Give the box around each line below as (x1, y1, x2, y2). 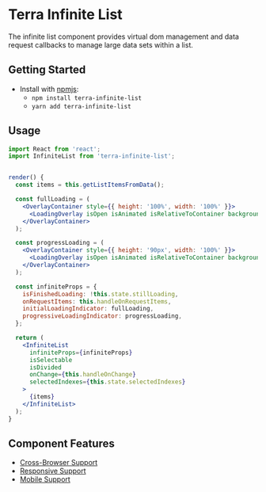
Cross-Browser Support (19, 458, 98, 467)
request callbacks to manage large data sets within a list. (8, 40, 194, 49)
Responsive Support (19, 466, 86, 476)
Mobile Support (19, 475, 71, 484)
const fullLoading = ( (15, 196, 90, 204)
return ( (15, 334, 44, 342)
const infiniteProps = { (15, 283, 97, 291)
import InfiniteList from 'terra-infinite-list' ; (8, 152, 176, 160)
